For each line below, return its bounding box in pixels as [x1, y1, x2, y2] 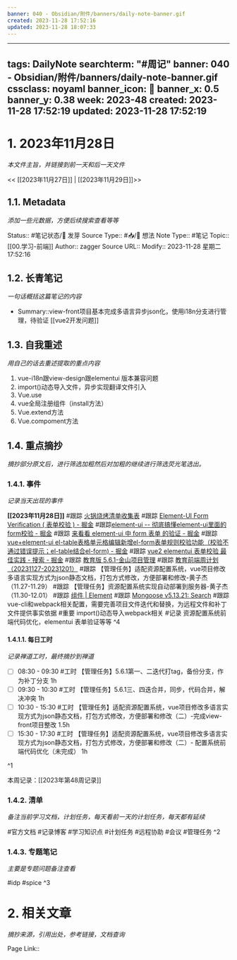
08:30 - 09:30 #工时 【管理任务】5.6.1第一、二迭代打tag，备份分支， [17, 667, 218, 676]
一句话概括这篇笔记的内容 [7, 292, 82, 301]
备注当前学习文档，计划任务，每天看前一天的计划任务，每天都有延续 [7, 813, 205, 821]
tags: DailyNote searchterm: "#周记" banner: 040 [7, 58, 230, 70]
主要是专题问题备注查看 [7, 864, 75, 873]
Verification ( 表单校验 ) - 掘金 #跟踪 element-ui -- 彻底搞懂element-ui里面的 [7, 521, 227, 529]
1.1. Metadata [7, 196, 66, 209]
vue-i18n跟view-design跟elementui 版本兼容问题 [17, 374, 159, 383]
